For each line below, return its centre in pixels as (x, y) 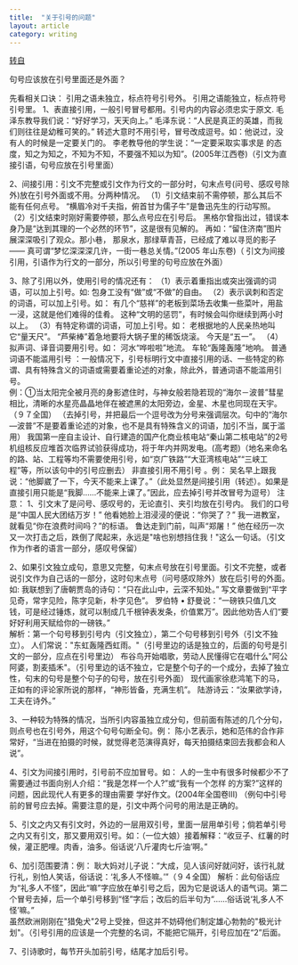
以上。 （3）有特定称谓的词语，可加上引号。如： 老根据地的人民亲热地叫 (142, 325)
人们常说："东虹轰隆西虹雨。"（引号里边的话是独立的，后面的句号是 (155, 645)
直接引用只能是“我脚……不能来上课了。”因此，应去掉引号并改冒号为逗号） (142, 493)
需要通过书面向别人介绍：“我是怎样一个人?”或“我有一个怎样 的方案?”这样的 (146, 783)
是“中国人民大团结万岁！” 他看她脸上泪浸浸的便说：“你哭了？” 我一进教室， (147, 515)
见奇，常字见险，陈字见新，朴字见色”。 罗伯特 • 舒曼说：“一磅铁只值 (135, 601)
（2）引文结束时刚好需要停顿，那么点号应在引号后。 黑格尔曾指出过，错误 (145, 217)
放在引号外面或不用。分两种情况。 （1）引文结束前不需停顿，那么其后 (147, 195)
